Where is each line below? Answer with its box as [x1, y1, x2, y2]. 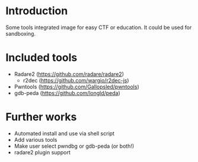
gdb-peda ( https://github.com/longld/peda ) [14, 89, 121, 96]
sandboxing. [5, 30, 36, 37]
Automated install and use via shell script [14, 129, 115, 137]
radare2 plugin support [14, 148, 71, 155]
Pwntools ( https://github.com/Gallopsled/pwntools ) [14, 83, 140, 90]
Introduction [5, 4, 68, 18]
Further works [5, 110, 77, 124]
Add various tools [14, 136, 58, 143]
